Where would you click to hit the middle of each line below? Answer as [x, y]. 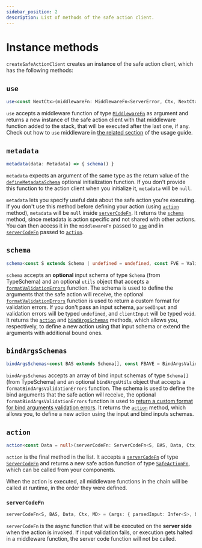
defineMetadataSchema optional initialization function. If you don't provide [96, 182]
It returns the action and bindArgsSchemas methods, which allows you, [93, 320]
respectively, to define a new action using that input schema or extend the [98, 326]
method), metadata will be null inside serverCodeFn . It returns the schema [95, 212]
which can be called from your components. [61, 470]
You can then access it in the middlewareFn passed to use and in [85, 225]
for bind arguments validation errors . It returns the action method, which [96, 407]
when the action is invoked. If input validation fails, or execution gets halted [99, 532]
